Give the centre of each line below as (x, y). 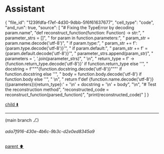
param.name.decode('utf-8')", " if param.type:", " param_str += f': (71, 43)
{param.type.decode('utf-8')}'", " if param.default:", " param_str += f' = (76, 48)
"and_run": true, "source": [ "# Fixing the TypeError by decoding (70, 27)
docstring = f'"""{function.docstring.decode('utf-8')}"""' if (63, 68)
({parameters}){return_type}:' (35, 84)
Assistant (25, 9)
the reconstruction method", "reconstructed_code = (57, 89)
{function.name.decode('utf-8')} (121, 79)
